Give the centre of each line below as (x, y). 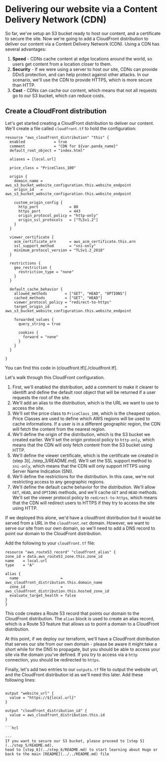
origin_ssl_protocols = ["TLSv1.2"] (58, 220)
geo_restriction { (33, 268)
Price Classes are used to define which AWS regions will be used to (81, 418)
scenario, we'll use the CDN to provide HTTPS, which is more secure (82, 80)
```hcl (12, 728)
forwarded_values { (34, 320)
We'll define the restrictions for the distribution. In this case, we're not (83, 476)
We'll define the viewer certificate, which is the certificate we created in (85, 455)
